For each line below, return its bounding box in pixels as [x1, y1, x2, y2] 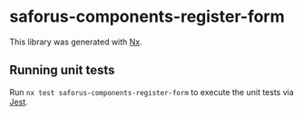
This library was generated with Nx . [9, 36, 142, 47]
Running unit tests [9, 63, 115, 78]
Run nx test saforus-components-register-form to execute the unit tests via [9, 86, 295, 97]
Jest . [9, 96, 29, 107]
